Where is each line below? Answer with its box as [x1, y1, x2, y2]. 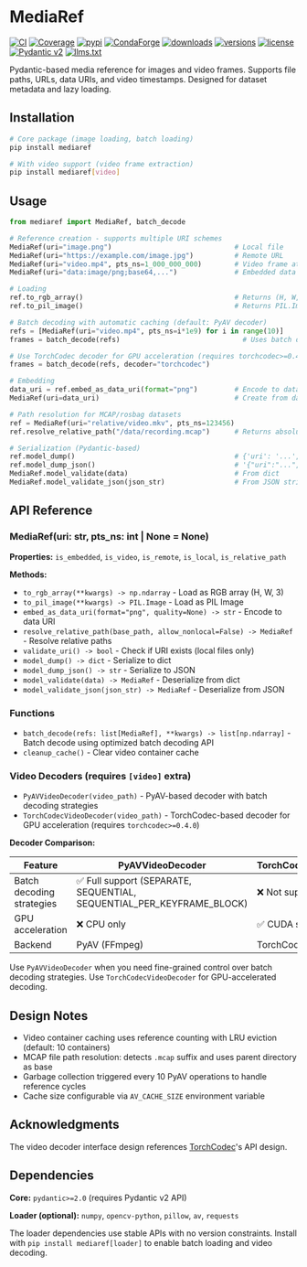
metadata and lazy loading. [9, 83, 111, 94]
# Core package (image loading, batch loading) [9, 134, 195, 144]
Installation [9, 110, 75, 125]
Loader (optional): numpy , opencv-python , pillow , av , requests [9, 1209, 239, 1220]
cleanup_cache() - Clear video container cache [22, 746, 199, 757]
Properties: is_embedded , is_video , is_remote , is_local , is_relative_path [9, 551, 287, 562]
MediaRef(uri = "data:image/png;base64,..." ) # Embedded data [9, 268, 297, 277]
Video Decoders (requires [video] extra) [9, 769, 192, 782]
